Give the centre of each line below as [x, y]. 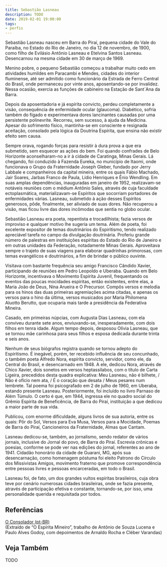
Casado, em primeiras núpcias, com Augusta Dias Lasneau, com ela [75, 318]
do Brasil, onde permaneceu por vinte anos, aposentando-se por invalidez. [82, 84]
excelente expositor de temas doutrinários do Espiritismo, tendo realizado [81, 229]
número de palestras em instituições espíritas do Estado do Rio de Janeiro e [83, 240]
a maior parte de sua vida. [32, 407]
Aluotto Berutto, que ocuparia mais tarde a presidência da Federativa [76, 303]
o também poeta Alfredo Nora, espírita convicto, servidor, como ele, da [78, 359]
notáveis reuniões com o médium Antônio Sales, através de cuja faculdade [82, 188]
